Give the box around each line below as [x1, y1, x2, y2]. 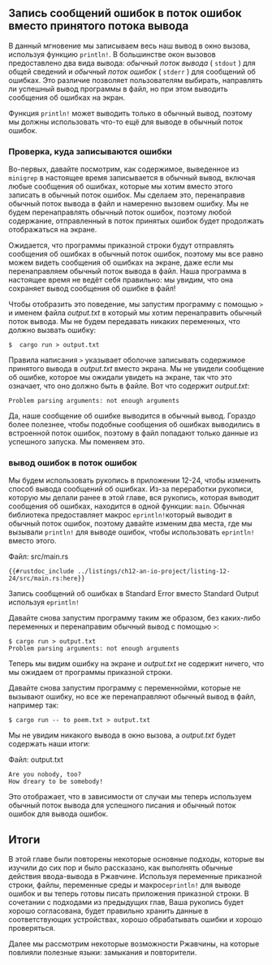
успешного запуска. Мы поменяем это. [8, 437, 145, 447]
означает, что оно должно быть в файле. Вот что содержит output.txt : [8, 381, 250, 391]
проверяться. [8, 924, 55, 933]
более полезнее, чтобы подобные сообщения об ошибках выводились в [8, 420, 261, 430]
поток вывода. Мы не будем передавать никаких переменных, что [8, 317, 241, 327]
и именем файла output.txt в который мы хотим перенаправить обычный [8, 308, 262, 318]
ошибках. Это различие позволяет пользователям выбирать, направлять [8, 75, 263, 84]
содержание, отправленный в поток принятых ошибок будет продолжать [8, 216, 265, 226]
